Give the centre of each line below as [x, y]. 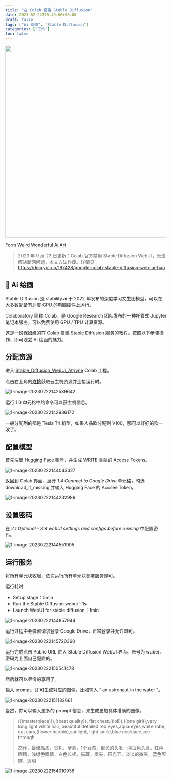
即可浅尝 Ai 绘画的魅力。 [40, 339]
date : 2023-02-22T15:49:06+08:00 [41, 15]
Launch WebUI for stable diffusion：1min [56, 610]
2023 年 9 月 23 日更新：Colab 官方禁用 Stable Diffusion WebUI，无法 [92, 256]
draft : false [19, 19]
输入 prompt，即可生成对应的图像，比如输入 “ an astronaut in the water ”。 [84, 690]
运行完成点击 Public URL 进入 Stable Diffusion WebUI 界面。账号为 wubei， [84, 652]
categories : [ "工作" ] [28, 29]
